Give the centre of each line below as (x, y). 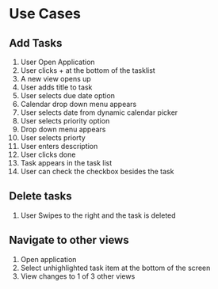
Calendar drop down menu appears (78, 104)
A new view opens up (56, 79)
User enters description (59, 146)
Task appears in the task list (66, 163)
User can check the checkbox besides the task (97, 171)
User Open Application (57, 62)
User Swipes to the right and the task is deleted (98, 215)
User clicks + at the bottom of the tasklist (88, 70)
